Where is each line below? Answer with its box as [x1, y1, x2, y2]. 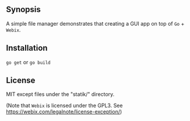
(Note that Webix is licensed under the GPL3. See [6, 102, 123, 109]
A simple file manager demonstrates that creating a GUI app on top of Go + [6, 20, 185, 27]
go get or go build [6, 58, 51, 66]
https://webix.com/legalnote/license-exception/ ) [6, 108, 122, 115]
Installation [6, 43, 48, 53]
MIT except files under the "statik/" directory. [6, 91, 115, 98]
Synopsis [6, 5, 41, 15]
